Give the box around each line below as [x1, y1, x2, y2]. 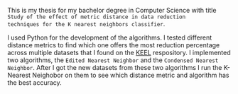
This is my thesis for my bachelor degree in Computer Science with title [7, 6, 217, 14]
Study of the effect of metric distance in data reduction [7, 13, 186, 20]
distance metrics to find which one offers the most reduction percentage [7, 41, 220, 49]
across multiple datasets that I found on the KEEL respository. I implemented [7, 49, 231, 57]
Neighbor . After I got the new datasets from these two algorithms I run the [7, 64, 222, 71]
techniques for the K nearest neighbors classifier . [7, 20, 166, 28]
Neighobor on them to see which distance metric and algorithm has [31, 71, 229, 79]
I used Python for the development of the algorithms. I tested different [7, 33, 212, 42]
